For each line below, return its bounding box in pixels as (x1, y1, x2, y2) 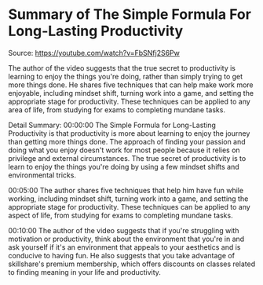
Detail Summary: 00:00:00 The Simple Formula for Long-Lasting (8, 120, 216, 130)
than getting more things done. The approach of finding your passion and (8, 137, 246, 146)
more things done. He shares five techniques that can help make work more (8, 80, 254, 90)
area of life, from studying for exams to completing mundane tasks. (8, 104, 226, 115)
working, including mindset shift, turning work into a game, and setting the (8, 194, 249, 203)
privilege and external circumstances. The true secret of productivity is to (8, 153, 247, 163)
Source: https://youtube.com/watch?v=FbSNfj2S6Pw (8, 48, 181, 57)
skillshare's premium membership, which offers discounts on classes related (8, 259, 256, 269)
